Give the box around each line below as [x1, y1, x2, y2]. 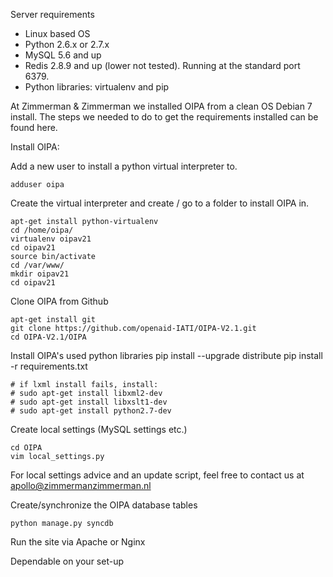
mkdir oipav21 [10, 269, 70, 279]
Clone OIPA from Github [10, 295, 109, 307]
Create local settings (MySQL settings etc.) [10, 424, 188, 435]
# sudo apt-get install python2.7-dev [10, 406, 172, 416]
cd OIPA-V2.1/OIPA [10, 332, 87, 342]
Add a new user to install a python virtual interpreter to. [10, 160, 238, 172]
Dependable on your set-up [10, 555, 124, 567]
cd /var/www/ [10, 260, 65, 270]
